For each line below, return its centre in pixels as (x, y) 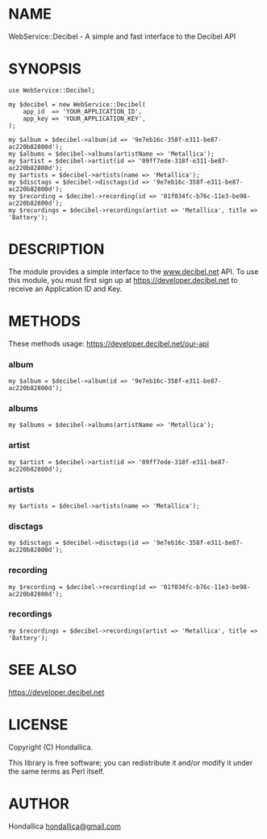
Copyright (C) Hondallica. (51, 747)
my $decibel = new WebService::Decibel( (77, 104)
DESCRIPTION (56, 249)
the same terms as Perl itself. (56, 771)
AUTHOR (39, 804)
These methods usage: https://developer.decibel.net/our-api (109, 343)
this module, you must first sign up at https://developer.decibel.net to (123, 280)
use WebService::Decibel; (52, 90)
